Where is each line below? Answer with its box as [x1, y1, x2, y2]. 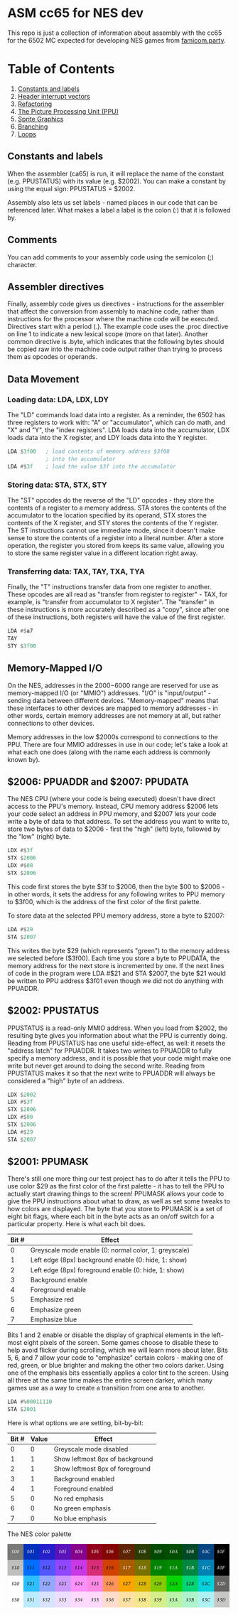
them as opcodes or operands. [7, 353, 97, 361]
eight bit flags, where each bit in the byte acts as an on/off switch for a [7, 1212, 215, 1220]
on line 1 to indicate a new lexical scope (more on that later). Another [7, 330, 208, 338]
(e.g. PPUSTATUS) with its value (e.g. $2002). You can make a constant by [7, 176, 226, 186]
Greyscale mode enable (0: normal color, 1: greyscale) [31, 1246, 190, 1255]
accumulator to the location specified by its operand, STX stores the [7, 510, 207, 520]
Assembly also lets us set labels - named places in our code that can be [7, 198, 218, 207]
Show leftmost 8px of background [53, 1455, 153, 1464]
